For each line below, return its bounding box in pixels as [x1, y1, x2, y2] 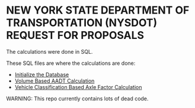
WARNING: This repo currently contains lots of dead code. [6, 95, 149, 102]
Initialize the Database [14, 71, 69, 78]
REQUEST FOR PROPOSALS [6, 29, 144, 42]
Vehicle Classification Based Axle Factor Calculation [14, 83, 142, 90]
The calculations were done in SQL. [6, 48, 93, 55]
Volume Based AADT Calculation [14, 77, 95, 84]
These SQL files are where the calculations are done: [6, 60, 136, 67]
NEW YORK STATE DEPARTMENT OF [6, 4, 190, 17]
